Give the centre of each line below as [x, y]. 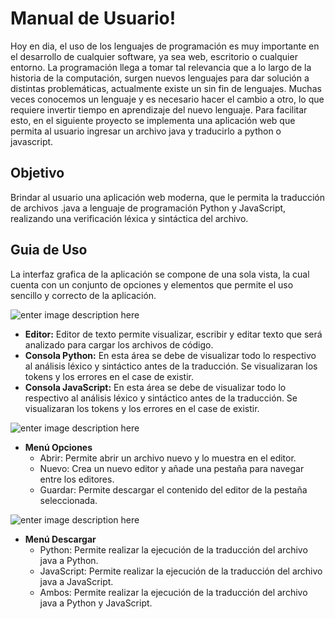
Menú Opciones [58, 447]
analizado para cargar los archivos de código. [119, 344]
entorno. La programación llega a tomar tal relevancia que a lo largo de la [161, 67]
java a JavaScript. [76, 581]
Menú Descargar [60, 539]
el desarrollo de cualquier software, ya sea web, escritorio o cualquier [154, 56]
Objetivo [37, 173]
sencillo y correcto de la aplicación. [83, 295]
